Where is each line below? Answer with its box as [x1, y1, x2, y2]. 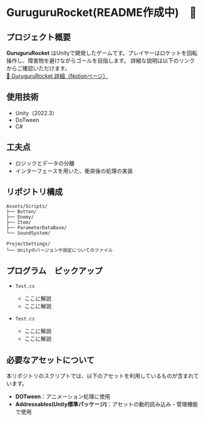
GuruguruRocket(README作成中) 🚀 [6, 6, 197, 20]
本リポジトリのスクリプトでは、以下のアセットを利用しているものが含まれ [6, 372, 194, 380]
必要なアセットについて [6, 355, 95, 365]
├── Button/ [6, 209, 37, 215]
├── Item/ [6, 219, 32, 226]
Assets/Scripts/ [6, 203, 48, 210]
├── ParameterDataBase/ [6, 225, 67, 231]
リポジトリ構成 [6, 187, 63, 197]
